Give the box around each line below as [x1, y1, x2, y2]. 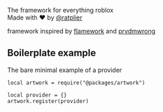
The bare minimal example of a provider [7, 66, 122, 74]
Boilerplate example [7, 47, 97, 59]
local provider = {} [7, 91, 68, 99]
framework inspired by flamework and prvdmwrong [7, 27, 156, 35]
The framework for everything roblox [7, 6, 114, 14]
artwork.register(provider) [7, 97, 90, 104]
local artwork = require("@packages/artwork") [7, 79, 146, 86]
